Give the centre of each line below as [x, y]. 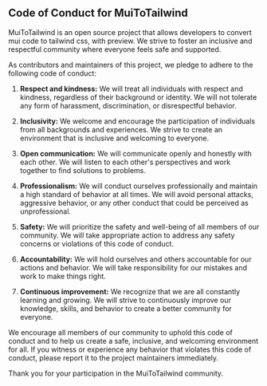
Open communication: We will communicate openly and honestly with [136, 153]
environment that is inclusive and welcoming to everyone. [114, 138]
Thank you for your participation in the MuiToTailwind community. [116, 373]
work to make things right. [63, 276]
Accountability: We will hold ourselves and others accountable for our [136, 259]
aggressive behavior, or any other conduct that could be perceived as [134, 203]
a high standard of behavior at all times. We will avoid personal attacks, [136, 194]
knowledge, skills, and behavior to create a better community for [126, 308]
